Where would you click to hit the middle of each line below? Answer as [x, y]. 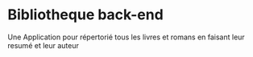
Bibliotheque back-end [86, 15]
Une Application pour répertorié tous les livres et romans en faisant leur [126, 37]
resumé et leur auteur [44, 45]
